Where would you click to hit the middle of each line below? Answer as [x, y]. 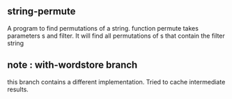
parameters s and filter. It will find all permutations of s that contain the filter [116, 36]
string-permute [41, 12]
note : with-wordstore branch [72, 65]
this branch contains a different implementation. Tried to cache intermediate [116, 82]
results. [18, 89]
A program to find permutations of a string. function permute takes [103, 28]
